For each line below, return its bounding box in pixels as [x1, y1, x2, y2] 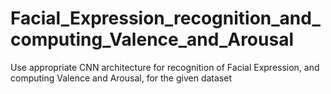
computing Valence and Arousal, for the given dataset [10, 72, 232, 84]
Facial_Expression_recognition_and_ [10, 7, 321, 30]
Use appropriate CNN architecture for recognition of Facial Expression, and [10, 61, 320, 73]
